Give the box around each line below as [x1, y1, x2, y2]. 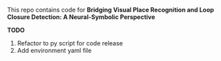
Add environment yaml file [16, 47, 92, 54]
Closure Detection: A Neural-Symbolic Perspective [7, 13, 156, 21]
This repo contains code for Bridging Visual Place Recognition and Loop [7, 6, 214, 14]
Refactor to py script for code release [16, 39, 124, 47]
